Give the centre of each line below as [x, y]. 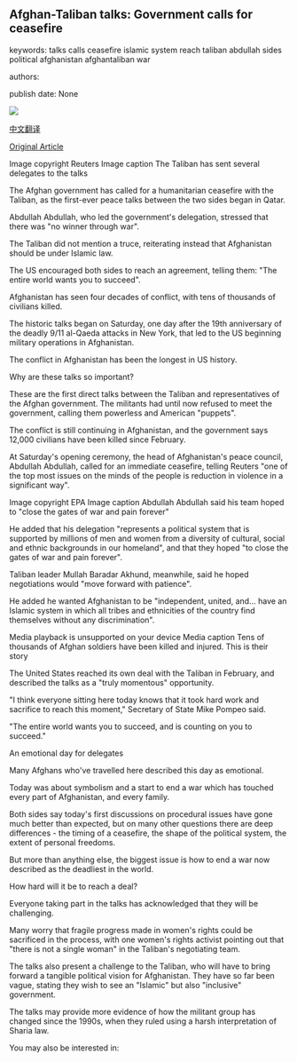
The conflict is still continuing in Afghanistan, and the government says [139, 430]
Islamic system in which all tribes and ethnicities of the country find [132, 610]
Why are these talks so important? [72, 376]
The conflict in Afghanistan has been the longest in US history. [123, 360]
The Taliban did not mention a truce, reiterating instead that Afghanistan [141, 243]
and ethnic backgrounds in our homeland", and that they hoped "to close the [149, 547]
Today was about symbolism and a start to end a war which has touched [141, 787]
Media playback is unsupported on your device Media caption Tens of [137, 637]
